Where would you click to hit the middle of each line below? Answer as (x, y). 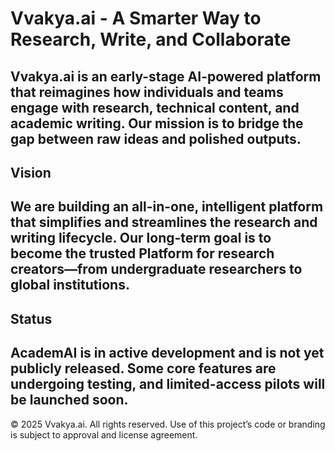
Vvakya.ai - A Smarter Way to (136, 18)
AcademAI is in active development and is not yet (167, 353)
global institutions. (70, 285)
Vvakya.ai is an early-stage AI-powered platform (166, 76)
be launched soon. (69, 400)
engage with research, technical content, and (155, 107)
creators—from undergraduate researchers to (156, 269)
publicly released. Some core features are (143, 368)
